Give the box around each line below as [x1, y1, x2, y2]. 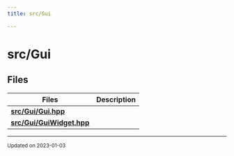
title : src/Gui [7, 10, 52, 17]
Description [96, 95, 136, 104]
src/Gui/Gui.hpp [10, 106, 65, 116]
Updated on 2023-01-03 [7, 142, 66, 149]
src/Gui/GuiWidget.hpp [10, 118, 90, 127]
